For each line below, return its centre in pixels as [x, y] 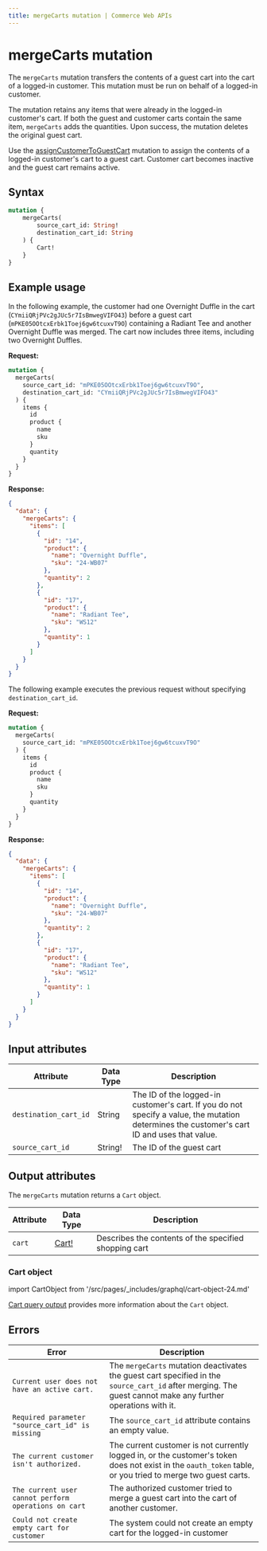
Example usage [47, 287]
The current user [45, 1490]
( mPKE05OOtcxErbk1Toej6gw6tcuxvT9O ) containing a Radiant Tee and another [130, 323]
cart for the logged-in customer [169, 1533]
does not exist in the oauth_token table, [182, 1465]
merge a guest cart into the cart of [173, 1498]
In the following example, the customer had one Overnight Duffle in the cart [132, 307]
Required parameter [49, 1418]
